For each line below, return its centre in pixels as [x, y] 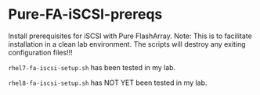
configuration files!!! [40, 52]
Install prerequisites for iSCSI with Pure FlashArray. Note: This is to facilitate [130, 36]
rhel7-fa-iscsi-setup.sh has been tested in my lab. [92, 67]
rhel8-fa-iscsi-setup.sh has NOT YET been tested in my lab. [108, 83]
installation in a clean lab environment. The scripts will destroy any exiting [127, 44]
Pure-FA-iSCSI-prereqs [85, 14]
